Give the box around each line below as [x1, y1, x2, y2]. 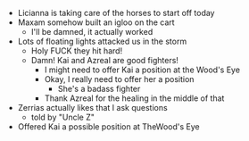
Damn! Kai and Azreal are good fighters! [30, 55, 178, 65]
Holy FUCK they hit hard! [30, 46, 123, 56]
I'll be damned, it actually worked [30, 27, 154, 37]
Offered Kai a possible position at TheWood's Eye [17, 121, 200, 132]
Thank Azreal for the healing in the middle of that [44, 93, 225, 104]
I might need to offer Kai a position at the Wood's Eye [44, 64, 241, 75]
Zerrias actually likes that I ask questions [17, 103, 168, 112]
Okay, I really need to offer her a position [44, 74, 195, 84]
